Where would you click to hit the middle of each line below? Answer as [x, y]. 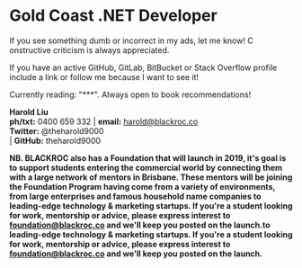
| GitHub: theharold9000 [55, 140]
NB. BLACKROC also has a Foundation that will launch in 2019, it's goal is [148, 157]
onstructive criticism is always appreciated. [89, 49]
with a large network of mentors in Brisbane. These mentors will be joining [151, 177]
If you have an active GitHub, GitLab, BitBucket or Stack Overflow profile [143, 67]
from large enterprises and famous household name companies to [135, 196]
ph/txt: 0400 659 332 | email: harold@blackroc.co [104, 121]
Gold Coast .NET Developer [113, 16]
